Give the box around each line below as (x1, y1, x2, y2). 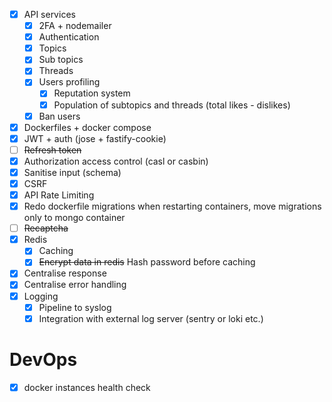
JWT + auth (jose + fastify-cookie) (23, 132, 167, 144)
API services (23, 9, 76, 20)
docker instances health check (23, 381, 151, 393)
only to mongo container (23, 212, 126, 224)
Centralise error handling (23, 279, 127, 291)
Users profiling (38, 76, 101, 88)
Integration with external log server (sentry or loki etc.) (38, 312, 264, 324)
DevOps (9, 348, 78, 371)
